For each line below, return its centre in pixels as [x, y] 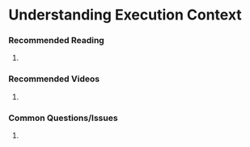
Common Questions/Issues [64, 118]
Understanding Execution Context [125, 15]
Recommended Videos [54, 79]
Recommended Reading [57, 41]
